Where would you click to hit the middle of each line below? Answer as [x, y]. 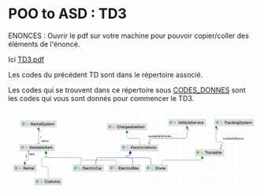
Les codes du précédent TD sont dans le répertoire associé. [106, 74]
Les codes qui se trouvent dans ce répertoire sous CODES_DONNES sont [127, 90]
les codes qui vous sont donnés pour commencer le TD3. [101, 98]
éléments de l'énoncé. [44, 43]
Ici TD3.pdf [26, 59]
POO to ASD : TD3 [68, 14]
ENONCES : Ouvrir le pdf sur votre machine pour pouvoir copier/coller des [129, 36]
